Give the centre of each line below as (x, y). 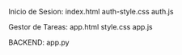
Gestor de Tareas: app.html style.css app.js (80, 27)
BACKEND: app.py (39, 42)
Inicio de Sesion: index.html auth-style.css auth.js (91, 12)
